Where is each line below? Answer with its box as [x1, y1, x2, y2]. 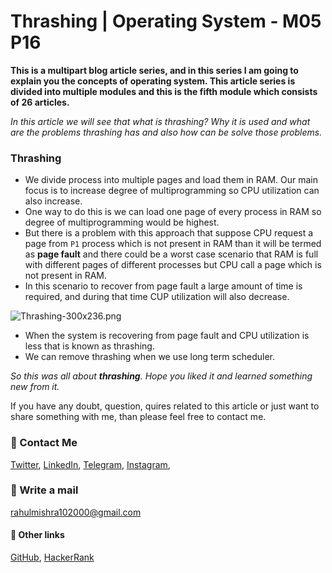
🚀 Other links [10, 529, 65, 541]
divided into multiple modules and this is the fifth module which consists [10, 85, 318, 97]
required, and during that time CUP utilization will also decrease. [24, 291, 290, 303]
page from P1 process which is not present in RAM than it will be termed [24, 238, 322, 250]
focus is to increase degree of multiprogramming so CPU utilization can [24, 185, 320, 197]
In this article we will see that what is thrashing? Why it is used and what [10, 115, 311, 127]
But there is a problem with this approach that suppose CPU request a [24, 227, 314, 239]
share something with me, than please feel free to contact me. [10, 411, 267, 423]
